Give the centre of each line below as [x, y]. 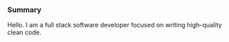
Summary [25, 10]
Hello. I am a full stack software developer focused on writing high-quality [114, 25]
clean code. [24, 32]
